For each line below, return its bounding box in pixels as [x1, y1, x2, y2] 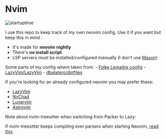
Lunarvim [12, 99, 32, 104]
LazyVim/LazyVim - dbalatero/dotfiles [5, 69, 83, 75]
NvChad [12, 94, 30, 100]
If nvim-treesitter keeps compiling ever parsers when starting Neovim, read [5, 123, 159, 129]
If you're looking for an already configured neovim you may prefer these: [5, 79, 154, 85]
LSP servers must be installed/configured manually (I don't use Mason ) [12, 54, 158, 60]
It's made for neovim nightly [12, 44, 71, 50]
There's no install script [12, 49, 62, 55]
